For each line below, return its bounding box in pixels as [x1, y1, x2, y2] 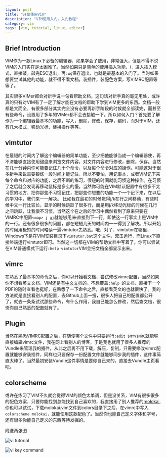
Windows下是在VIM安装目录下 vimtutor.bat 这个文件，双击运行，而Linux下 [5, 233, 157, 239]
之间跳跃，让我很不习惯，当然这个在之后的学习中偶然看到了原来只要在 [5, 208, 148, 214]
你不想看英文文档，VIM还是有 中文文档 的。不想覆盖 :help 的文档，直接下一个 [5, 280, 161, 286]
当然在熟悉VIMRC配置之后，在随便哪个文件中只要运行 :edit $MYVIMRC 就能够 [5, 333, 159, 339]
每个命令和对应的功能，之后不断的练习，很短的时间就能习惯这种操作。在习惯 [5, 177, 161, 183]
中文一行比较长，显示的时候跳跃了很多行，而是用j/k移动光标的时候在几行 [9, 202, 158, 208]
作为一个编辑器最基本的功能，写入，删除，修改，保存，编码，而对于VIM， [5, 117, 157, 124]
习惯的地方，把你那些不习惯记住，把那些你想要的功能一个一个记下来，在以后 [5, 189, 161, 196]
